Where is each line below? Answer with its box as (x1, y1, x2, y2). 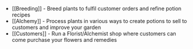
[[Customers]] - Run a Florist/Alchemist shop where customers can (11, 30, 176, 37)
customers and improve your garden (11, 24, 102, 31)
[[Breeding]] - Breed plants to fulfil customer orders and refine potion (11, 5, 182, 12)
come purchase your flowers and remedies (11, 37, 118, 43)
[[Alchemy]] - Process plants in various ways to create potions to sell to (11, 18, 187, 24)
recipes (11, 11, 31, 18)
